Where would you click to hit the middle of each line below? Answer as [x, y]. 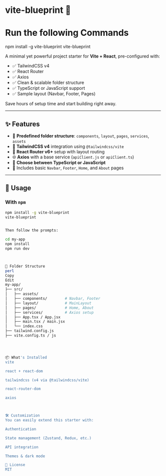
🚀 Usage [18, 188]
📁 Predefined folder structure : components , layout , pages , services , [81, 136]
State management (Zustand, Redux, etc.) [48, 438]
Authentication [21, 429]
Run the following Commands [67, 33]
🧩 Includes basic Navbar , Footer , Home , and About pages [68, 168]
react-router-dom [23, 389]
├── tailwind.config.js [30, 331]
